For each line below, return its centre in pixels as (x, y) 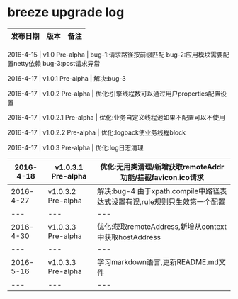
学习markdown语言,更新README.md (158, 261)
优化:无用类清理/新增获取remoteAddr (162, 167)
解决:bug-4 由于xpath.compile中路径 (158, 191)
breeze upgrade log (66, 12)
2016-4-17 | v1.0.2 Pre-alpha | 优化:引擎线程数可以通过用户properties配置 (114, 94)
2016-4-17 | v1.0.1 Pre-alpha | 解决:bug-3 (67, 78)
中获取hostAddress (129, 237)
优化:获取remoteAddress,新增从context (162, 226)
